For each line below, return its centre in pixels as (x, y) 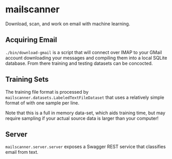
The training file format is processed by (47, 92)
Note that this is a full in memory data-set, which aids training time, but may (85, 113)
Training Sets (27, 79)
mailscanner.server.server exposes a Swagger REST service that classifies (85, 147)
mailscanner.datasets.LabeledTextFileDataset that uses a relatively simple (85, 97)
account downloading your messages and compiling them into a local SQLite (86, 58)
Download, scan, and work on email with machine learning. (68, 24)
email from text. (22, 152)
